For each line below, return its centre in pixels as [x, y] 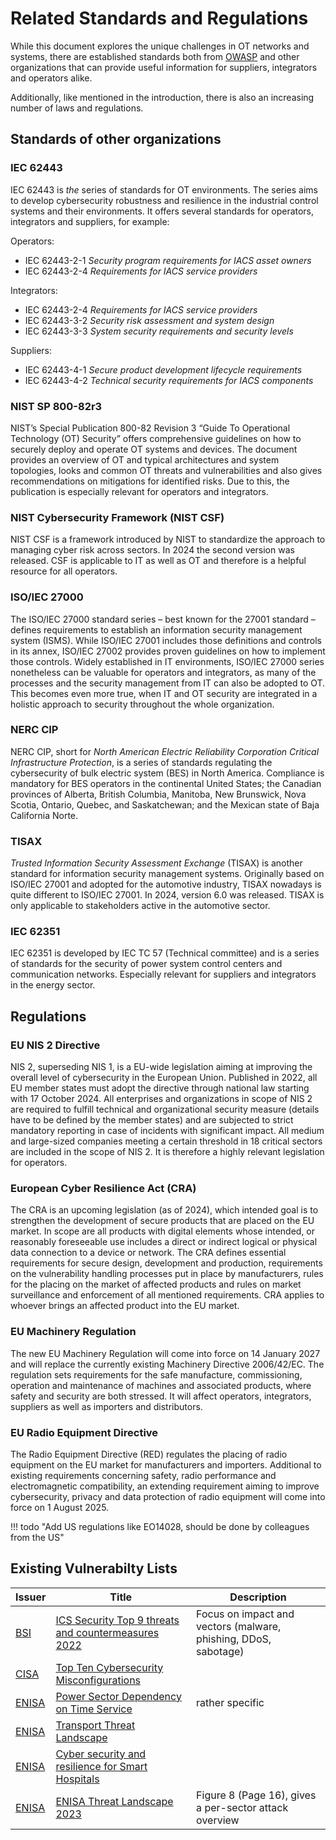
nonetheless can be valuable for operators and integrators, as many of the [163, 672]
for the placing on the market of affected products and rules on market [156, 1284]
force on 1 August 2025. [60, 1507]
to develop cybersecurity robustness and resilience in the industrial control [164, 200]
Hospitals [77, 1779]
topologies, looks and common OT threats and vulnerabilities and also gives [166, 470]
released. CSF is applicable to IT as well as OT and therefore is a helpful [158, 561]
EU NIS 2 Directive [55, 1045]
